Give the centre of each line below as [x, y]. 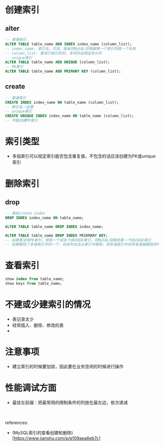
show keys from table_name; [34, 284]
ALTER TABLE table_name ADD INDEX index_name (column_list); [69, 44]
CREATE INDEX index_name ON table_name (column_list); [62, 102]
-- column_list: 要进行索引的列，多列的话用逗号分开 [53, 53]
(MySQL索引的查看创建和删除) [42, 432]
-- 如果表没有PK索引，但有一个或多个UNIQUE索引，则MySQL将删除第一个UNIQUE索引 [78, 240]
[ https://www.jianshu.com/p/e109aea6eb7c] [56, 438]
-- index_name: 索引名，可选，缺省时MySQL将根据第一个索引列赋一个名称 [71, 49]
